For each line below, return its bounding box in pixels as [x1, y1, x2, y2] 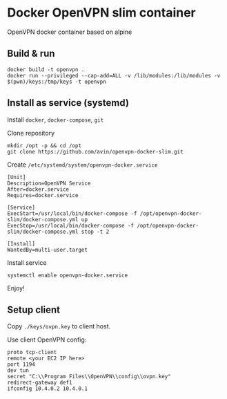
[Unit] [7, 174, 26, 180]
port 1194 [7, 361, 36, 368]
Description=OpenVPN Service [7, 180, 91, 187]
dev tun [7, 367, 30, 374]
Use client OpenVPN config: [7, 335, 87, 344]
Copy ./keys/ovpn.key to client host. [7, 322, 111, 331]
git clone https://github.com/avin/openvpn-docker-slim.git [7, 148, 184, 155]
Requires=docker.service [7, 192, 79, 198]
